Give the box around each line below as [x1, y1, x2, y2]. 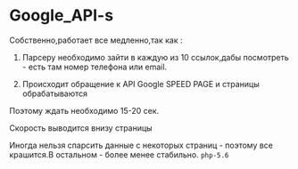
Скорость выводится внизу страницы [9, 122, 153, 133]
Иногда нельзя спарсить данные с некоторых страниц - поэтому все [9, 140, 274, 150]
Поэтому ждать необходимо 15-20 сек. [9, 105, 160, 116]
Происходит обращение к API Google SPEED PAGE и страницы [21, 78, 261, 89]
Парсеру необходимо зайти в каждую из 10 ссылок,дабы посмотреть [21, 52, 290, 62]
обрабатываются [21, 88, 87, 99]
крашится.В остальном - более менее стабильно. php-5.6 [9, 149, 229, 160]
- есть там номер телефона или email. [21, 61, 168, 72]
